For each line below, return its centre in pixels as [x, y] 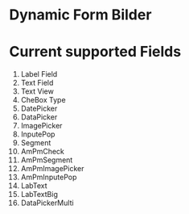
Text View [37, 91]
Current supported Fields [95, 52]
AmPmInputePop [49, 177]
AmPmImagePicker [52, 169]
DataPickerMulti [47, 203]
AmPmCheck [43, 152]
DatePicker [39, 109]
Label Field [39, 74]
